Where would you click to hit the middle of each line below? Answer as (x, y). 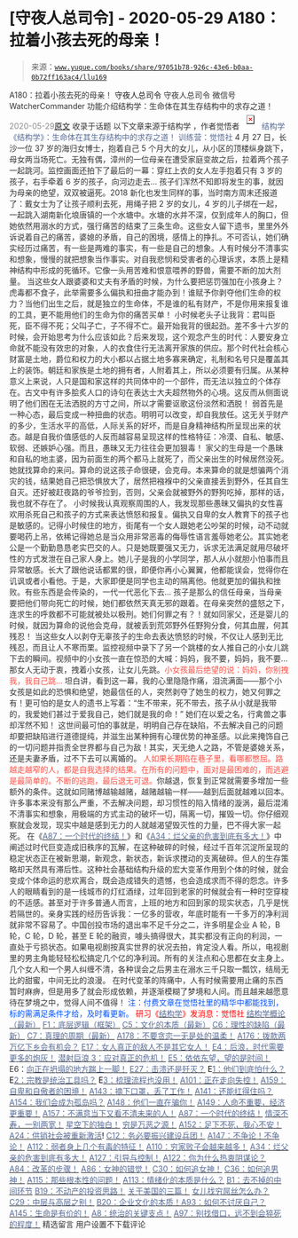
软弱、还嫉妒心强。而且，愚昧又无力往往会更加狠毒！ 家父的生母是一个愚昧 (146, 447)
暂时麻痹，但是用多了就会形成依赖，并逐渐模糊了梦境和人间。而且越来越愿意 (149, 991)
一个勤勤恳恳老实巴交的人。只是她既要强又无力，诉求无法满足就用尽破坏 (157, 548)
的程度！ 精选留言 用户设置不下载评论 (78, 1224)
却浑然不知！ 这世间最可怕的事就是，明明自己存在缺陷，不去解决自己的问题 (146, 725)
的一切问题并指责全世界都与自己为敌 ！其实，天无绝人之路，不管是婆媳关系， (149, 747)
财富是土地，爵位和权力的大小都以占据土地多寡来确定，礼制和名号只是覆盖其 (149, 359)
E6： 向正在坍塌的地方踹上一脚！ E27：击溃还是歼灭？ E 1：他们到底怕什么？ (147, 1068)
